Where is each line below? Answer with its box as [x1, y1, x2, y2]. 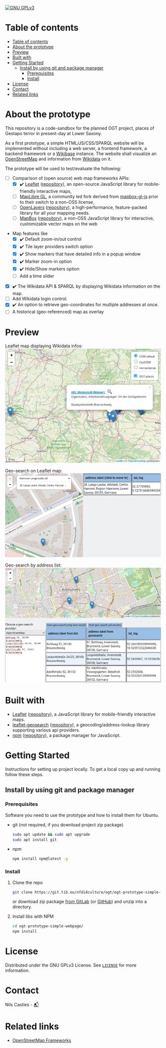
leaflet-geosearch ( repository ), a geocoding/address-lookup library [12, 722, 150, 728]
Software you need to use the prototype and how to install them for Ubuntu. [5, 812, 159, 818]
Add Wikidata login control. [12, 296, 68, 302]
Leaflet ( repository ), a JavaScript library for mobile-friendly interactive [12, 711, 156, 718]
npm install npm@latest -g [12, 856, 68, 862]
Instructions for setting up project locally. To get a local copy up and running [5, 766, 161, 772]
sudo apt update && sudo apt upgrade [12, 832, 90, 837]
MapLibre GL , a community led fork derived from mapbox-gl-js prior [19, 193, 159, 199]
